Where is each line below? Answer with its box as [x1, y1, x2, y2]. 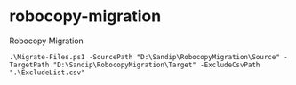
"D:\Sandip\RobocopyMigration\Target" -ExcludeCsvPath [52, 60, 260, 69]
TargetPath [9, 60, 50, 69]
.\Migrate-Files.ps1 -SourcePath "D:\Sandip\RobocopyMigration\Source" [9, 52, 280, 61]
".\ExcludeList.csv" [9, 68, 86, 77]
